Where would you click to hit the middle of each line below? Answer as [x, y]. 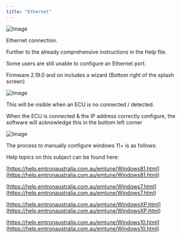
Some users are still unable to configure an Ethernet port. [76, 63]
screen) [16, 81]
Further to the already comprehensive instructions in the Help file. [87, 52]
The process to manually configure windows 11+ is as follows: [82, 145]
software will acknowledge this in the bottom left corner [74, 122]
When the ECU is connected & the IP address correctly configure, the [91, 116]
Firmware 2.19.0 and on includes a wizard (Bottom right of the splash [90, 75]
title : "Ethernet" [29, 12]
